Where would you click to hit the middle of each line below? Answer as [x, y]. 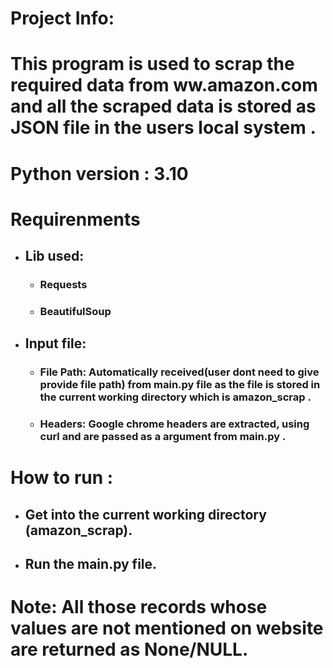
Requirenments [75, 219]
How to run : [62, 478]
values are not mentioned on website [167, 628]
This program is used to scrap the [152, 64]
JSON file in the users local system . [163, 128]
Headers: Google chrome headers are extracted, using [174, 424]
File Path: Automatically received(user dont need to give [179, 372]
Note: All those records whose [139, 607]
